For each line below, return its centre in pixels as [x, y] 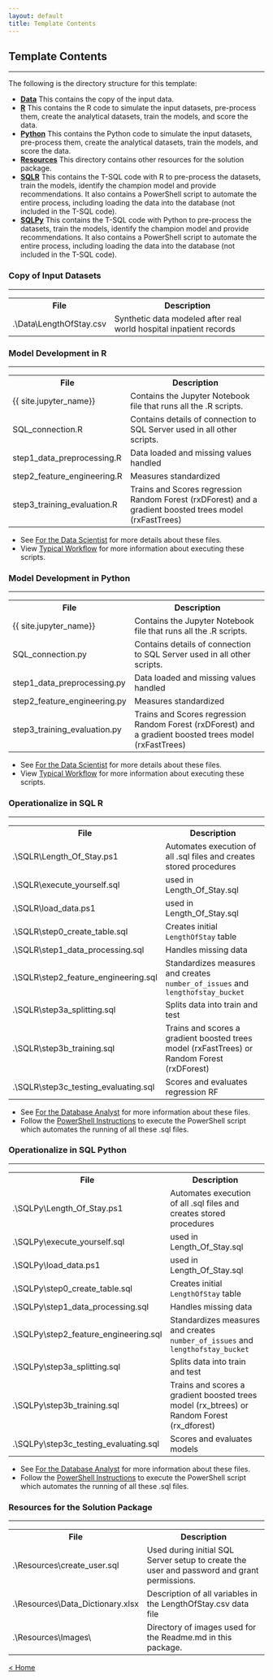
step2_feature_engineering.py [69, 701]
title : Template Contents [52, 24]
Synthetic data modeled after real [178, 318]
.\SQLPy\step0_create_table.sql [72, 1288]
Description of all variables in [202, 1594]
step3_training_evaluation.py [67, 730]
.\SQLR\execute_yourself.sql [66, 885]
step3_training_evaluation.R [65, 504]
